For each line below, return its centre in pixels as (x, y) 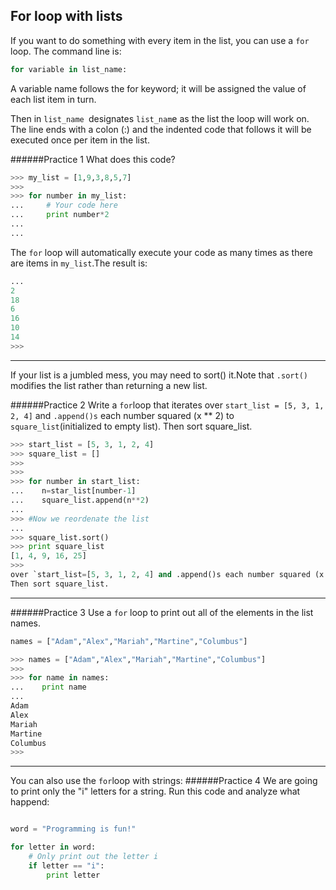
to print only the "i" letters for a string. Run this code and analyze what (155, 791)
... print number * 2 (60, 215)
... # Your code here (64, 205)
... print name (48, 687)
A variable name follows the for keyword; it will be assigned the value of (158, 88)
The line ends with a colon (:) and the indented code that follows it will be (161, 129)
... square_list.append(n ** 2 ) (80, 500)
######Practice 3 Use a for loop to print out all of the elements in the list (162, 612)
